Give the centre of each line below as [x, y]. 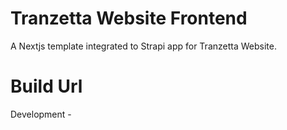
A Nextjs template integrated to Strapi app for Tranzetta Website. [143, 46]
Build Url [46, 86]
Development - [41, 114]
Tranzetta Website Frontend [129, 18]
